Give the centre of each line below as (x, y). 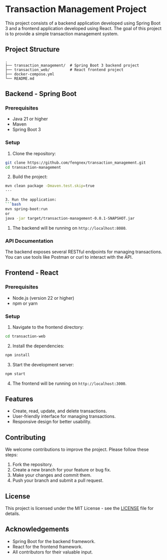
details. (13, 513)
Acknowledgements (37, 529)
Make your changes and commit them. (52, 475)
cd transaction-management (33, 167)
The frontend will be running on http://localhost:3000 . (69, 383)
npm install (17, 355)
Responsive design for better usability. (52, 422)
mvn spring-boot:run (27, 209)
